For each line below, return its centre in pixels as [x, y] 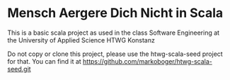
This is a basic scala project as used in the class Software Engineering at [114, 33]
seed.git [19, 69]
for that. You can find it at [44, 61]
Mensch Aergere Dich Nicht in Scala [115, 13]
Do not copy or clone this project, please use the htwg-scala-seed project [115, 54]
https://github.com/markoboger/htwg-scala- [147, 61]
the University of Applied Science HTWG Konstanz [81, 40]
